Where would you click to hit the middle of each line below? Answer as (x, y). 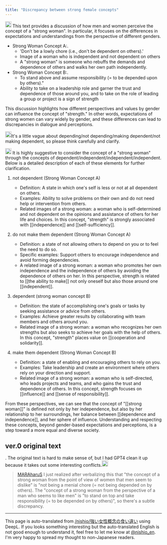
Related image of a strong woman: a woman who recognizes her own (90, 327)
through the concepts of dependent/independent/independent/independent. (83, 158)
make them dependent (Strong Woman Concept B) (64, 353)
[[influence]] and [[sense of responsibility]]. (64, 394)
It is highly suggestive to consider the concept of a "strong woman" (82, 153)
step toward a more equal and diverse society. (53, 430)
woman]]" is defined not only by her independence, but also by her (74, 409)
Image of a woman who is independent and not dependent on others (90, 57)
